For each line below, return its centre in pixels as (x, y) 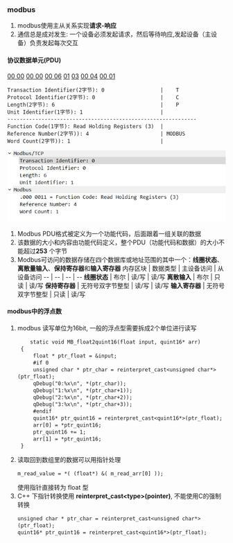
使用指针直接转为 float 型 (53, 487)
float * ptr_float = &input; (75, 356)
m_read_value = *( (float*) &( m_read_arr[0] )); (90, 473)
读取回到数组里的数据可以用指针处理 (69, 459)
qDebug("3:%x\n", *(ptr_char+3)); (83, 404)
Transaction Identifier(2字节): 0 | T (93, 90)
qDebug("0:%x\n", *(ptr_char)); (80, 383)
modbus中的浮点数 (35, 311)
